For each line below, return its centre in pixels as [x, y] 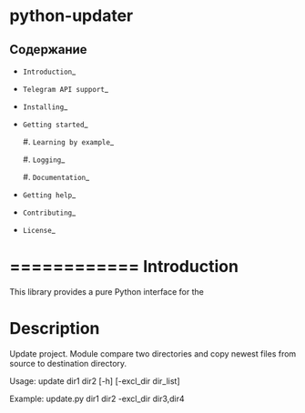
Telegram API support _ [66, 89]
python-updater [71, 16]
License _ [39, 230]
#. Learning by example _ [68, 141]
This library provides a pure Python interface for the [107, 291]
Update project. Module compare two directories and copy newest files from [153, 353]
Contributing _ [49, 212]
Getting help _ [49, 195]
